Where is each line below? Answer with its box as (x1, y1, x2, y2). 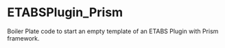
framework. (7, 34, 40, 42)
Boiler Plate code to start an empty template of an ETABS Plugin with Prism (7, 27, 219, 35)
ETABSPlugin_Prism (7, 5, 123, 20)
